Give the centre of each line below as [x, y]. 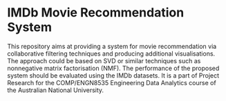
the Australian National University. [56, 90]
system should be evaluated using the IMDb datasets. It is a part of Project [113, 75]
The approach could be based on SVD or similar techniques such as [104, 60]
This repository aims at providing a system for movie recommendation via [112, 46]
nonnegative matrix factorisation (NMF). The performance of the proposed [113, 68]
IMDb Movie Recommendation [96, 13]
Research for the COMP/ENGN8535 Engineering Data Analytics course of [112, 82]
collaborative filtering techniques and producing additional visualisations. [111, 54]
